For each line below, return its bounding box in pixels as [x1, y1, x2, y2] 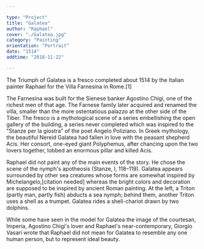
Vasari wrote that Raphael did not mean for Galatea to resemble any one [6, 229, 188, 236]
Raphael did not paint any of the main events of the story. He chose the [6, 158, 186, 166]
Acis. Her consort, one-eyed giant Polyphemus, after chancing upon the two [6, 140, 199, 147]
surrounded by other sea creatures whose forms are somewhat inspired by [6, 171, 195, 179]
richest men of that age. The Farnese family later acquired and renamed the [6, 101, 197, 108]
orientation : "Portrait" [6, 43, 70, 49]
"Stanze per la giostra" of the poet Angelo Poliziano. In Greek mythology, [6, 127, 190, 135]
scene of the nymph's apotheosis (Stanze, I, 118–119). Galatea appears [6, 165, 183, 172]
